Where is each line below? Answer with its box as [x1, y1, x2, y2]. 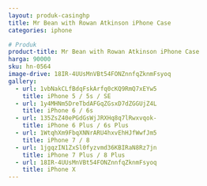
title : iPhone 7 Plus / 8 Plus [22, 151, 126, 159]
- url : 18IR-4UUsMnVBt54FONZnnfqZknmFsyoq [15, 158, 157, 166]
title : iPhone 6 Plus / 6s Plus [22, 122, 129, 130]
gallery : [8, 77, 37, 85]
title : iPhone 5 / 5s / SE [22, 92, 111, 100]
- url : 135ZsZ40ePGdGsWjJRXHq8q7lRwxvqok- [15, 114, 157, 123]
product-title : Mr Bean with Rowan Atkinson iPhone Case [8, 48, 200, 56]
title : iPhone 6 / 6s [22, 107, 93, 115]
